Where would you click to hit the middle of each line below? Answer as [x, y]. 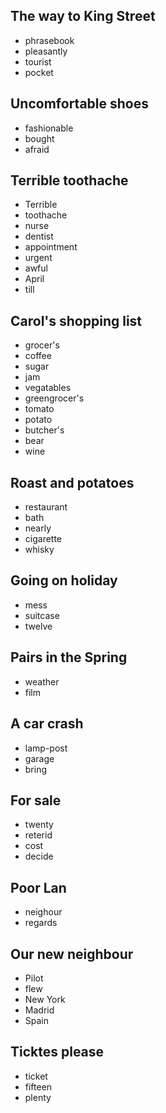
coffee [38, 356]
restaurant [46, 507]
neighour [43, 912]
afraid [37, 149]
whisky [39, 550]
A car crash [47, 724]
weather [42, 681]
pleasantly [46, 51]
